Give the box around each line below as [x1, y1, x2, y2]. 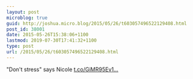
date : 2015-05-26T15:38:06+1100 [6, 32, 89, 38]
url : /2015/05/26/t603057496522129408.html [6, 49, 119, 55]
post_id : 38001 [6, 26, 45, 32]
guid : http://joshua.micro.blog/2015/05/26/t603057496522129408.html [6, 20, 188, 26]
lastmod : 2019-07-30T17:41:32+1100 [6, 37, 97, 43]
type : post [6, 43, 34, 50]
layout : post [6, 9, 40, 15]
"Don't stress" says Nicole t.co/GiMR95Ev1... [6, 66, 119, 73]
